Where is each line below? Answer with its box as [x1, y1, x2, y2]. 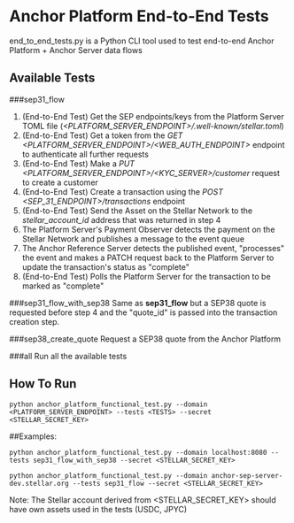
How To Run [9, 376, 77, 391]
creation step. [9, 316, 60, 327]
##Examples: [9, 431, 58, 442]
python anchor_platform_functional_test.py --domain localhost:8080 [9, 448, 267, 457]
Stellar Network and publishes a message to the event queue [21, 233, 245, 244]
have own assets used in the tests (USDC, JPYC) [9, 504, 188, 514]
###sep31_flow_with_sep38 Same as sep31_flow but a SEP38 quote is [9, 297, 267, 308]
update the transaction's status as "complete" [21, 261, 190, 272]
